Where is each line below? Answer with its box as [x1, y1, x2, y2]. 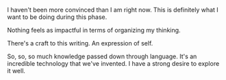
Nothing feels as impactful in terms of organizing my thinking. [7, 26, 181, 34]
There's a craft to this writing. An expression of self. [7, 39, 153, 47]
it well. [7, 67, 26, 75]
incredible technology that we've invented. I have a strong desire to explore [7, 60, 220, 67]
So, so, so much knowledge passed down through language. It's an [7, 52, 197, 60]
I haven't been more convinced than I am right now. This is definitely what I [7, 6, 219, 14]
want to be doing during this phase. [7, 13, 108, 21]
